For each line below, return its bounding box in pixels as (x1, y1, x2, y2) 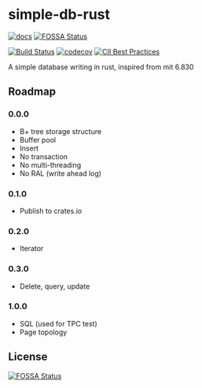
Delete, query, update (19, 282, 90, 291)
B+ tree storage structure (19, 126, 102, 136)
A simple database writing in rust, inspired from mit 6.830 (8, 62, 194, 72)
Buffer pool (19, 135, 57, 144)
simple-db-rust (8, 6, 111, 24)
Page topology (19, 327, 68, 337)
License (8, 350, 48, 364)
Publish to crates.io (19, 206, 83, 215)
